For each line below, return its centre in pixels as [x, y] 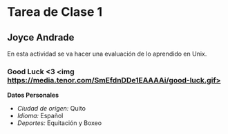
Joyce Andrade [41, 37]
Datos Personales [33, 95]
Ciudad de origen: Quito [51, 109]
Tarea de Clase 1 [55, 12]
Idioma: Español [40, 116]
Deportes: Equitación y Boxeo [59, 123]
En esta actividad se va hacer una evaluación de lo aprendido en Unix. [107, 54]
